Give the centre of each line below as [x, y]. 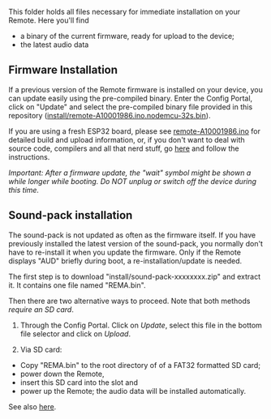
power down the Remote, [62, 374]
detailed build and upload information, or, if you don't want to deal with [127, 139]
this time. [24, 190]
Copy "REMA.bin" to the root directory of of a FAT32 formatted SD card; [140, 365]
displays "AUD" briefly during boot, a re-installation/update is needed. [125, 261]
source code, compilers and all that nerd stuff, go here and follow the [124, 148]
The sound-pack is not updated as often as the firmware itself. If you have [132, 235]
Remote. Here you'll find [49, 20]
